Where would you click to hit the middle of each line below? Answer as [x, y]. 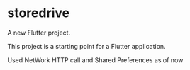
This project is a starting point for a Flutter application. [86, 46]
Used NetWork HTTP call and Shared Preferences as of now [95, 60]
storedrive [38, 13]
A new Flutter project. [39, 33]
